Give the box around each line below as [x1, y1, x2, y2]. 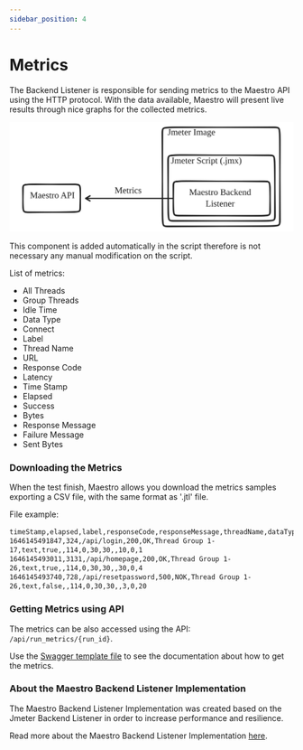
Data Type [22, 314, 61, 324]
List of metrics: [9, 267, 65, 278]
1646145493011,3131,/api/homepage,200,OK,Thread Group [9, 555, 220, 564]
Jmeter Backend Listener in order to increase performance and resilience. [9, 712, 284, 723]
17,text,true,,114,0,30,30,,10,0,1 [9, 546, 143, 555]
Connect [22, 323, 55, 334]
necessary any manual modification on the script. [9, 249, 193, 261]
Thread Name [22, 342, 74, 353]
